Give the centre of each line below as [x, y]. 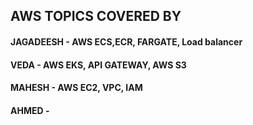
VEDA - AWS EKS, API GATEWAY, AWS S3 [98, 65]
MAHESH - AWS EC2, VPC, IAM [76, 88]
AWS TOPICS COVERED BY [96, 16]
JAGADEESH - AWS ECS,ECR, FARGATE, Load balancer [126, 41]
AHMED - [30, 110]
